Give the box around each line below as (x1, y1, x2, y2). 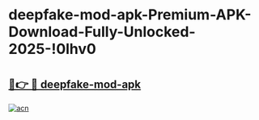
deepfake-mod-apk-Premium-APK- (8, 6, 252, 24)
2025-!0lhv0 (8, 40, 97, 58)
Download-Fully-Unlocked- (8, 23, 196, 41)
